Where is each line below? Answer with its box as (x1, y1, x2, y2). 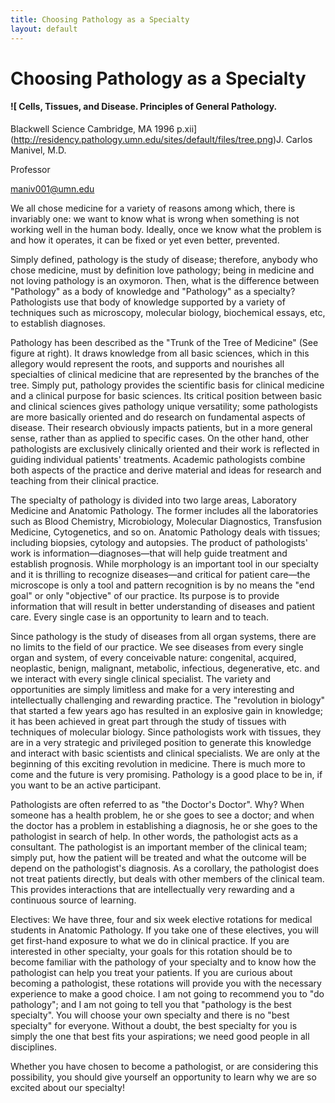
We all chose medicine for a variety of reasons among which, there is (10, 202, 296, 214)
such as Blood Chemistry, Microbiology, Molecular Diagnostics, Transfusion (10, 515, 322, 527)
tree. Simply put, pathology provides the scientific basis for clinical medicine (10, 379, 325, 391)
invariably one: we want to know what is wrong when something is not (10, 212, 300, 225)
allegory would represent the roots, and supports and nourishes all (10, 357, 285, 370)
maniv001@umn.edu (10, 182, 95, 195)
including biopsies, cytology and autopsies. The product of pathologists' (10, 536, 308, 548)
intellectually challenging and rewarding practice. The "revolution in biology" (10, 694, 326, 706)
